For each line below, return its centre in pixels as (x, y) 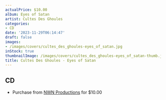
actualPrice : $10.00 (26, 10)
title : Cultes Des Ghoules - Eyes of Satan (51, 60)
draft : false (19, 38)
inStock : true (20, 51)
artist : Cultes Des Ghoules (34, 19)
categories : (17, 24)
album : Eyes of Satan (27, 14)
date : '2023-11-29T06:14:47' (35, 33)
